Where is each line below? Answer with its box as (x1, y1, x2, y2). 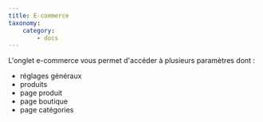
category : (22, 26, 56, 34)
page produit (19, 89, 62, 98)
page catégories (19, 105, 74, 115)
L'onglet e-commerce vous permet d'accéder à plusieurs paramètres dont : (8, 56, 256, 65)
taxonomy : (8, 19, 41, 27)
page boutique (19, 96, 69, 106)
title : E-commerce (8, 11, 69, 20)
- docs (37, 33, 59, 42)
